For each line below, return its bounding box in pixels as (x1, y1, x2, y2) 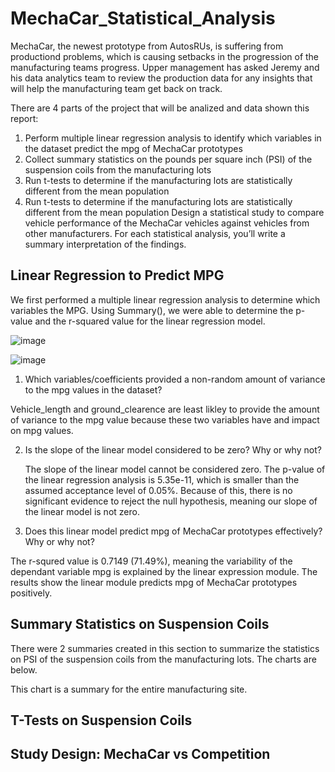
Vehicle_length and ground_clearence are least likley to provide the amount (10, 403, 320, 415)
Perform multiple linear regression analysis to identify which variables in (24, 132, 322, 144)
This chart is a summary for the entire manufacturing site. (10, 683, 248, 695)
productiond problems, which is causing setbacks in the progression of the (10, 50, 320, 62)
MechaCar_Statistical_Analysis (10, 7, 276, 30)
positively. (10, 587, 53, 599)
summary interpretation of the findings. (24, 238, 187, 250)
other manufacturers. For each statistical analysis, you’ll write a (24, 227, 286, 239)
